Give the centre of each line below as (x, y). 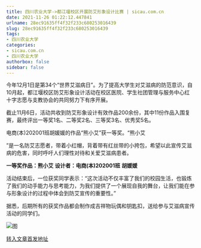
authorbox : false (28, 62)
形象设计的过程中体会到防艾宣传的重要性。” (64, 193)
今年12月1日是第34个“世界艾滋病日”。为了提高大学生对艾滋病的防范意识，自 (99, 85)
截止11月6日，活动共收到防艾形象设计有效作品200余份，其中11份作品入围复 (98, 113)
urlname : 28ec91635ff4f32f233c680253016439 (61, 23)
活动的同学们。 (25, 213)
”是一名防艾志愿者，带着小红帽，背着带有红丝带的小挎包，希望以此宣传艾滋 (99, 146)
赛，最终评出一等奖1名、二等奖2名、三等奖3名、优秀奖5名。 (80, 120)
